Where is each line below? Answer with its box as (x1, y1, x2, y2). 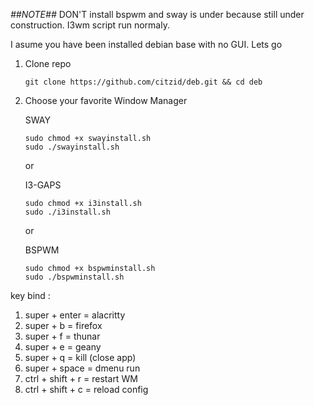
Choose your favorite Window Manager (24, 95, 188, 106)
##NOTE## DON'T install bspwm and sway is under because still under (10, 9, 305, 20)
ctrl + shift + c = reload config (24, 384, 149, 395)
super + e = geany (24, 341, 102, 353)
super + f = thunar (24, 330, 101, 342)
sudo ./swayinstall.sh (24, 142, 120, 152)
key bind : (10, 290, 51, 301)
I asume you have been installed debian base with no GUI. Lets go (10, 39, 283, 50)
